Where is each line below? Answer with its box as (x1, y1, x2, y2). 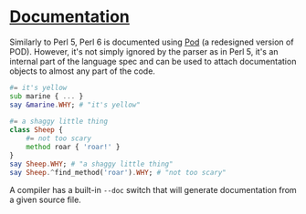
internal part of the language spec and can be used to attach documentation (9, 56, 297, 66)
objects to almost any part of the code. (9, 66, 155, 76)
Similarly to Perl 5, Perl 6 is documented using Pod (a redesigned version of (9, 36, 294, 47)
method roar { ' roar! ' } (26, 143, 121, 152)
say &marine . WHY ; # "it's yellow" (9, 100, 142, 109)
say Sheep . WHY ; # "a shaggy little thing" (9, 159, 174, 168)
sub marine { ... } (9, 91, 84, 101)
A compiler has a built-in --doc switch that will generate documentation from (9, 184, 297, 195)
